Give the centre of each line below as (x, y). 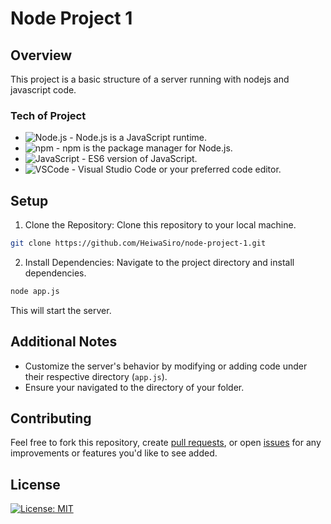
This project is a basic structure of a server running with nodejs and (150, 79)
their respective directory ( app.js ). (96, 376)
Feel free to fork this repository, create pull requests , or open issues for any (166, 443)
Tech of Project (48, 115)
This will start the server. (61, 310)
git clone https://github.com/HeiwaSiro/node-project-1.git (138, 243)
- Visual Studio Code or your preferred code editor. (176, 169)
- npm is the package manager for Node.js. (144, 148)
